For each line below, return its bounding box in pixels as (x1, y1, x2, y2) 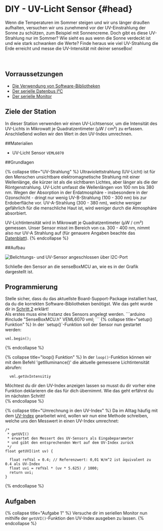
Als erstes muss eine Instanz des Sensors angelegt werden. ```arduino (5, 311, 145, 317)
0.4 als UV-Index (5, 462, 40, 467)
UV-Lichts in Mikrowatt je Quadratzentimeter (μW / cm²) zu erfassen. (5, 125, 144, 131)
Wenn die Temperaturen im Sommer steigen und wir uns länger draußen (5, 20, 150, 25)
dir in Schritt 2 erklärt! (5, 306, 49, 312)
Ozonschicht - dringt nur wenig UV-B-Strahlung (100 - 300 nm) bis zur (5, 194, 147, 201)
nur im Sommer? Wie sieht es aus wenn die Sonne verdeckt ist (25, 35, 151, 41)
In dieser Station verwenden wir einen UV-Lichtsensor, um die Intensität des (5, 121, 158, 126)
